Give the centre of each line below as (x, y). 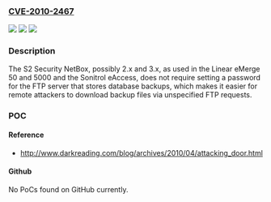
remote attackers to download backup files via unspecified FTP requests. (130, 94)
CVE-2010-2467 (41, 11)
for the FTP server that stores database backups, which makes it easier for (133, 86)
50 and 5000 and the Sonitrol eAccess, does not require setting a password (135, 77)
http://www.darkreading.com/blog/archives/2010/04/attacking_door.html (141, 153)
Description (32, 51)
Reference (26, 135)
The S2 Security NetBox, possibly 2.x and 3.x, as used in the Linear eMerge (134, 69)
